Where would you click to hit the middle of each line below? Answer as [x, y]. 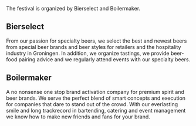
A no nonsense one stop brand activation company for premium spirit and [95, 92]
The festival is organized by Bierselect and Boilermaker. [73, 8]
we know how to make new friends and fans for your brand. [78, 117]
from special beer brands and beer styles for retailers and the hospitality [94, 47]
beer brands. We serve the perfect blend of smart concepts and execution [96, 98]
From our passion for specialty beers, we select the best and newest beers [97, 41]
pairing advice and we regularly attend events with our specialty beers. [104, 59]
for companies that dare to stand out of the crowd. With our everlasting [92, 104]
